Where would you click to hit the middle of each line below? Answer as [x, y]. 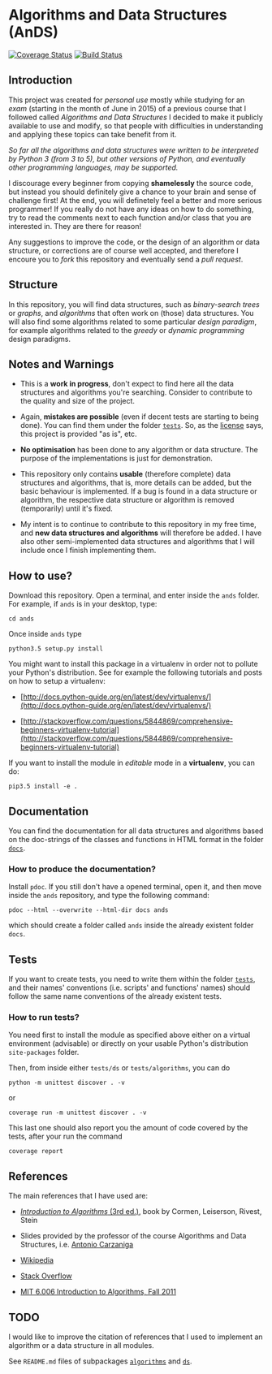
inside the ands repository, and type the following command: [109, 896]
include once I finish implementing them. [88, 551]
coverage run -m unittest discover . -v [78, 1113]
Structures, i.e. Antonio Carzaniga [77, 1245]
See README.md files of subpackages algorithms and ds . [100, 1361]
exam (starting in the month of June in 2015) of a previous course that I [127, 108]
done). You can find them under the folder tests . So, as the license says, [142, 426]
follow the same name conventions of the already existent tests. [115, 996]
